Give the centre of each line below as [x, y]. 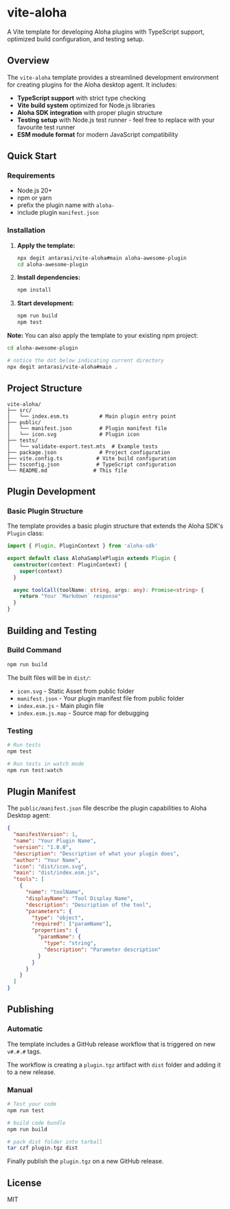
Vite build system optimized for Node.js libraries [86, 105]
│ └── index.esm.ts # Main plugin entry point [92, 416]
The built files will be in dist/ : [49, 677]
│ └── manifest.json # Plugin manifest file [87, 428]
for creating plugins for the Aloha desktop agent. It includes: [92, 85]
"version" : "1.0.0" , [43, 847]
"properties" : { [55, 930]
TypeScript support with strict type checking [81, 98]
